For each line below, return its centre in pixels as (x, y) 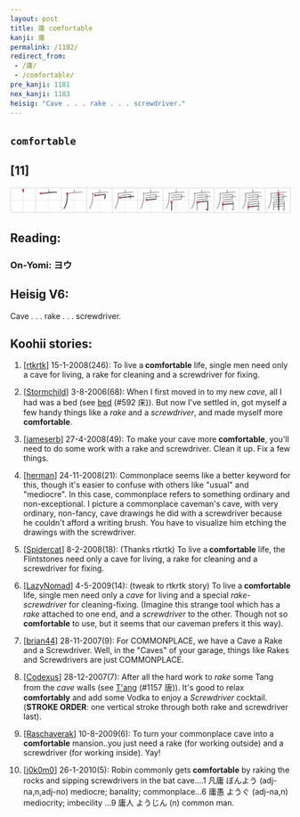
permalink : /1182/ (44, 47)
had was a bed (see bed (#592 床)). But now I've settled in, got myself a (155, 403)
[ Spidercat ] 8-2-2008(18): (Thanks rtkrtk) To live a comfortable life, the (154, 550)
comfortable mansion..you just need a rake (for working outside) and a (153, 743)
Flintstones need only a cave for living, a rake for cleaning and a (140, 559)
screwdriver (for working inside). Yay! (92, 753)
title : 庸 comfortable (51, 28)
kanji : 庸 (28, 37)
